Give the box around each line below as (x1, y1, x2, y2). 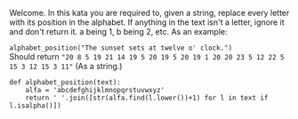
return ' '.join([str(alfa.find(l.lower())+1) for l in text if (25, 93, 269, 102)
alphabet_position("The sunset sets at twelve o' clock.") (9, 44, 233, 52)
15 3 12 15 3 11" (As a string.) (9, 61, 123, 71)
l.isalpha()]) (9, 101, 62, 110)
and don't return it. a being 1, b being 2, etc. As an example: (9, 27, 229, 36)
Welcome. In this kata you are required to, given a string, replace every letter (9, 8, 290, 18)
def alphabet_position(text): (9, 78, 122, 87)
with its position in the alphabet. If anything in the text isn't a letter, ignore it (9, 17, 285, 28)
